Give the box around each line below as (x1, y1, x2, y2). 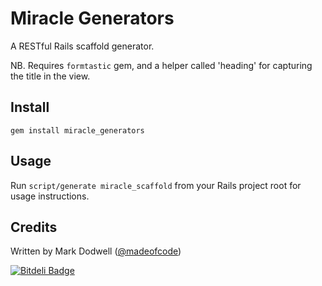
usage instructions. (10, 190, 90, 202)
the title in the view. (10, 70, 91, 82)
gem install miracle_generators (10, 125, 145, 136)
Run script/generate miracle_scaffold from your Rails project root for (10, 179, 302, 191)
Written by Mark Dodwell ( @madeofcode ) (10, 245, 182, 257)
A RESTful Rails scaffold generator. (10, 40, 155, 52)
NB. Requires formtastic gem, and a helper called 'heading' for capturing (10, 59, 313, 71)
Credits (10, 218, 58, 236)
